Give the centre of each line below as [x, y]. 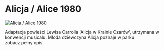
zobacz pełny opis [24, 42]
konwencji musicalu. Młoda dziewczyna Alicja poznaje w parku [70, 37]
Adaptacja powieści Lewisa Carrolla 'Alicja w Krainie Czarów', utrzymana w [82, 32]
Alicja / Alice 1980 [43, 9]
